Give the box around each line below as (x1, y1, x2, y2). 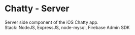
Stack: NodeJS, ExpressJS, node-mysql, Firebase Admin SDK (4, 24, 130, 30)
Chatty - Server (4, 3, 69, 14)
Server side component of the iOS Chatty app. (4, 19, 99, 25)
